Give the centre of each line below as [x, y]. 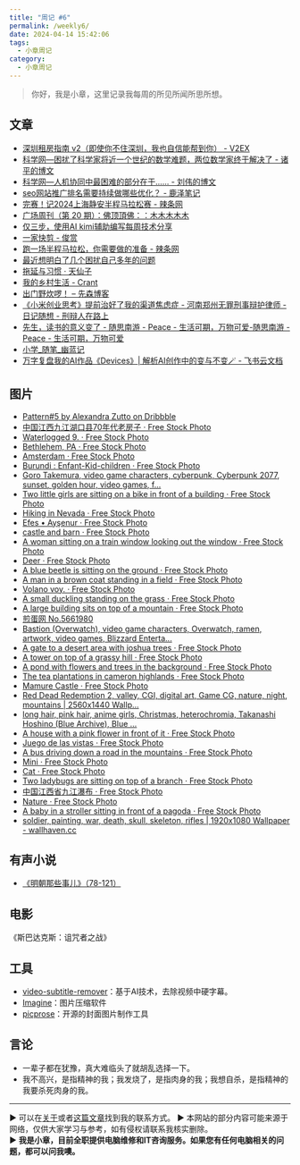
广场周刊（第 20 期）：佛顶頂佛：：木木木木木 [106, 215]
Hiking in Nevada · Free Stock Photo [88, 513]
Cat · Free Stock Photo [63, 771]
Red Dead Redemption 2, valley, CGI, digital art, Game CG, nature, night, [154, 695]
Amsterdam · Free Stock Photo [79, 456]
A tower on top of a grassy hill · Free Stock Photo [112, 657]
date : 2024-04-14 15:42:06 [59, 34]
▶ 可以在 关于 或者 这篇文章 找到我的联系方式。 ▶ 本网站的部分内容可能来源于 [149, 1118]
